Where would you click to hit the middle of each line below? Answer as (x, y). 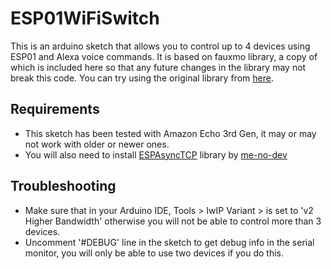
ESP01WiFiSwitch (85, 18)
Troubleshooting (63, 186)
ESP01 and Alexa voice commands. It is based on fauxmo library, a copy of (164, 56)
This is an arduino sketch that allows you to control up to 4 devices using (160, 46)
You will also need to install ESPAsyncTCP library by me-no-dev (156, 154)
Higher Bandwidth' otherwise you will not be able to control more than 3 (173, 221)
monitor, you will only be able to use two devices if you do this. (154, 253)
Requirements (55, 109)
